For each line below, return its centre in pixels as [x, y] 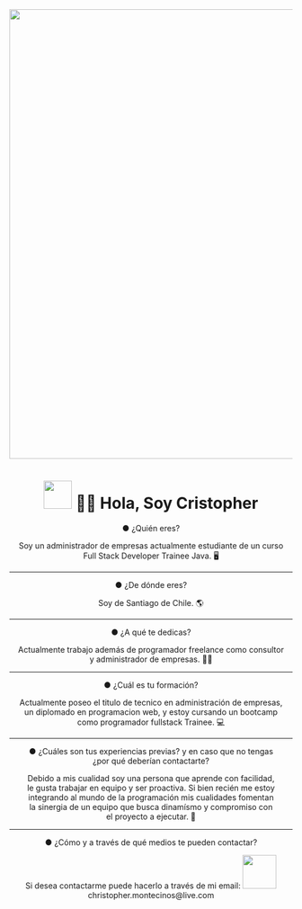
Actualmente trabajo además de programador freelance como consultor [151, 649]
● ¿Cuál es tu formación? [151, 685]
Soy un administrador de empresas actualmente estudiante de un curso [151, 545]
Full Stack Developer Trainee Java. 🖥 [151, 556]
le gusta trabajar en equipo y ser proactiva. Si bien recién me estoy [151, 788]
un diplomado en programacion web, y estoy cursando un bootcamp [151, 712]
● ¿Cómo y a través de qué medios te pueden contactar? [151, 842]
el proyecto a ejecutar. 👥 [151, 816]
